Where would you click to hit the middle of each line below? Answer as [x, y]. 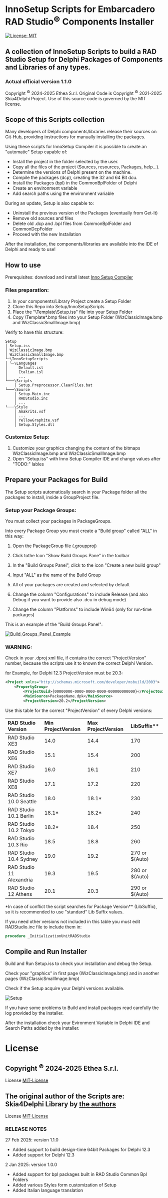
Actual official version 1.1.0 [38, 81]
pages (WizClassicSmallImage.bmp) [42, 979]
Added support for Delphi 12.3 [43, 1155]
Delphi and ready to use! [30, 250]
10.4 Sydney [23, 859]
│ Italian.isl [24, 372]
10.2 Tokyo [21, 830]
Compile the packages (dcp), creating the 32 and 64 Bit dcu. [75, 178]
